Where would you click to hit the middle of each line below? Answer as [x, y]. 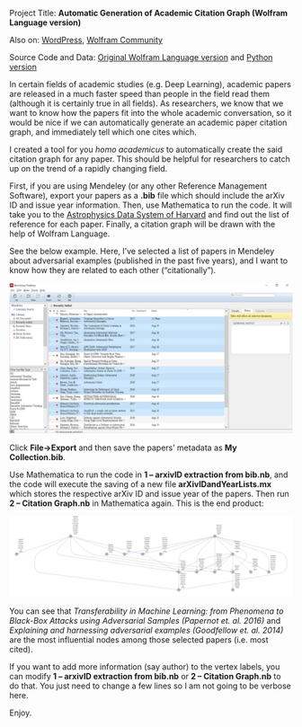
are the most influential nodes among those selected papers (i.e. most [139, 640]
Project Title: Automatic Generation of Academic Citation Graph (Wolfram [149, 13]
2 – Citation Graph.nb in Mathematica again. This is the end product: [137, 503]
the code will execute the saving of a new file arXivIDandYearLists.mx [141, 483]
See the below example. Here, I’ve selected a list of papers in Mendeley [142, 251]
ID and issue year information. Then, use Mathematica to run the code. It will [151, 205]
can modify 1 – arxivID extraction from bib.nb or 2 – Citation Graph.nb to [145, 677]
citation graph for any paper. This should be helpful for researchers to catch [150, 159]
